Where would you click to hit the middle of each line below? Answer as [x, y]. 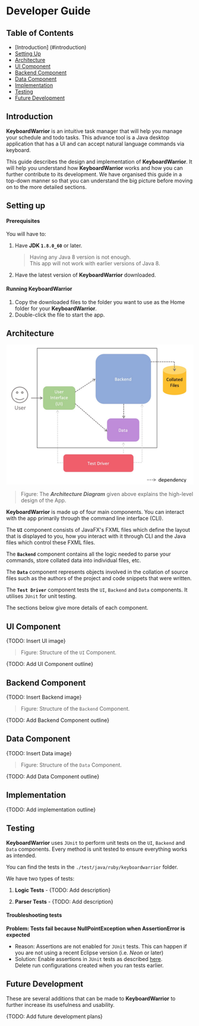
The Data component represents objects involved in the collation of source [97, 572]
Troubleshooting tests [34, 915]
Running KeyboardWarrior [39, 289]
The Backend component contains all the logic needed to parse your [89, 554]
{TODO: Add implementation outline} [51, 810]
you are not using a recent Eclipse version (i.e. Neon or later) [89, 953]
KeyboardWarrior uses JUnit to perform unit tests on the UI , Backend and [96, 842]
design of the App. [43, 500]
